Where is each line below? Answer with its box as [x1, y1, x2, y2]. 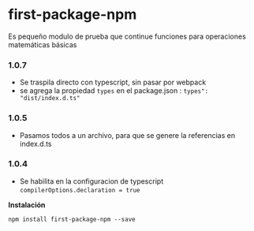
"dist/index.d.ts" [19, 95, 80, 102]
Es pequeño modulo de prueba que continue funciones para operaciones [8, 32, 246, 41]
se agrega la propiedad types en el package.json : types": [19, 86, 209, 95]
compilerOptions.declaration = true [19, 186, 140, 194]
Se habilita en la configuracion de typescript [19, 176, 164, 186]
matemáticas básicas [8, 39, 77, 49]
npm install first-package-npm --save [8, 215, 136, 223]
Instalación [8, 199, 46, 210]
